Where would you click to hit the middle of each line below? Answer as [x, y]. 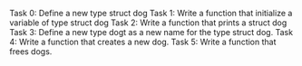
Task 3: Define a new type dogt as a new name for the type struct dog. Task [151, 32]
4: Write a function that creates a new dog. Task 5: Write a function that [143, 42]
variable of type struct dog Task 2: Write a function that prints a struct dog [148, 23]
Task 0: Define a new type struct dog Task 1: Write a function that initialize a [151, 13]
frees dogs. [31, 52]
